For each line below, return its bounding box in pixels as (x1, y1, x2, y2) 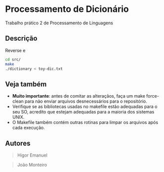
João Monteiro (17, 162, 47, 168)
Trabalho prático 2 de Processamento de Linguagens (5, 20, 114, 26)
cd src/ (5, 57, 21, 62)
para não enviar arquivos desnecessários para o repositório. (24, 98, 147, 105)
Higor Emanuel (17, 152, 48, 158)
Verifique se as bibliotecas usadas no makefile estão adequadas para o (12, 104, 158, 110)
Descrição (5, 34, 38, 43)
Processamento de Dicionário (5, 3, 129, 15)
